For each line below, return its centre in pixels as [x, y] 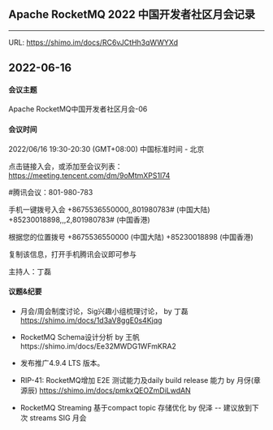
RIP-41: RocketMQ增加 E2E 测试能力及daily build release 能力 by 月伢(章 [141, 380]
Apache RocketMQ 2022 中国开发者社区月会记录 [132, 15]
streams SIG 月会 [58, 418]
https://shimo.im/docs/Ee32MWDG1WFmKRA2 [98, 346]
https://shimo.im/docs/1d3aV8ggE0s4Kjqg [91, 320]
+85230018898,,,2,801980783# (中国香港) [79, 219]
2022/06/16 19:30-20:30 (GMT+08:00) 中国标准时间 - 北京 [106, 149]
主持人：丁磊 [30, 271]
